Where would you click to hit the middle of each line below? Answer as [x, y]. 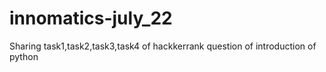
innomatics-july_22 [91, 18]
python [24, 56]
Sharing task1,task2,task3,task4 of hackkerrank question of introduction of [163, 46]
